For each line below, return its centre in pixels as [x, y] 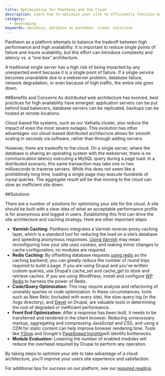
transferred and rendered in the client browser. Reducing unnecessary [83, 318]
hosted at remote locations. [33, 113]
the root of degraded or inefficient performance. [61, 308]
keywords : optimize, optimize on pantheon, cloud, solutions [69, 28]
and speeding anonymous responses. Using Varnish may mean [76, 240]
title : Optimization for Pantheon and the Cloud [56, 10]
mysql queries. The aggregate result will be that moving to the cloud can [78, 180]
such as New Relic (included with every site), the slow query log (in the [84, 297]
